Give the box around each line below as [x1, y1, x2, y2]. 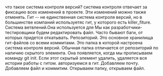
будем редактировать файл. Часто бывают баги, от [36, 30, 143, 35]
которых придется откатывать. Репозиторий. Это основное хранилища [5, 35, 153, 40]
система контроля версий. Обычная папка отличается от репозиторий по [5, 45, 159, 51]
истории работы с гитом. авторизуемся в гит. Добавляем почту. [5, 60, 139, 66]
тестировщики [5, 30, 36, 35]
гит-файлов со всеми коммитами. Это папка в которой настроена [5, 40, 143, 45]
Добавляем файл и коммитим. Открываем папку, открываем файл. [5, 65, 145, 71]
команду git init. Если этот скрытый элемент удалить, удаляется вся [5, 55, 147, 61]
